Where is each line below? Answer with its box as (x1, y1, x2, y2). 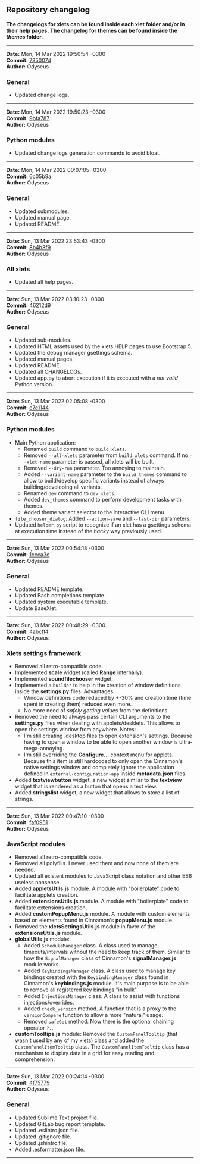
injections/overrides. (23, 999, 74, 1006)
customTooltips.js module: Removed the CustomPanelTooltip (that (14, 1031, 178, 1038)
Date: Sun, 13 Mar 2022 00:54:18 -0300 (6, 545, 105, 552)
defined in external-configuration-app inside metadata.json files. (23, 770, 187, 777)
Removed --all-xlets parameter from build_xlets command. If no (23, 452, 189, 459)
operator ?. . (23, 1024, 54, 1031)
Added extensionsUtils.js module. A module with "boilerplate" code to (14, 898, 189, 905)
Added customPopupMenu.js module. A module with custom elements (14, 910, 190, 918)
